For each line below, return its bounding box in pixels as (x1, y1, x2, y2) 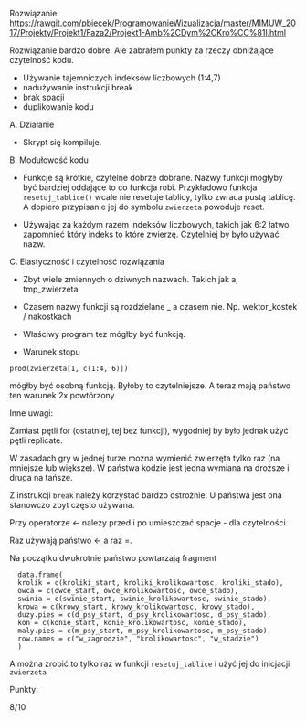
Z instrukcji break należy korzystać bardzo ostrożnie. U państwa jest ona (9, 490, 283, 501)
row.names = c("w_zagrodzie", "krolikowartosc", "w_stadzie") (17, 634, 259, 643)
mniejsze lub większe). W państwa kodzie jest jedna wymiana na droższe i (9, 462, 290, 473)
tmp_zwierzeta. (22, 283, 80, 294)
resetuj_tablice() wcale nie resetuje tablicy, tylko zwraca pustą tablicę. (22, 192, 296, 202)
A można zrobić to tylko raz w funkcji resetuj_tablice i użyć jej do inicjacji (9, 658, 290, 669)
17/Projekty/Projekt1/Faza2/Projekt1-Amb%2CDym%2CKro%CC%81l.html (9, 27, 286, 37)
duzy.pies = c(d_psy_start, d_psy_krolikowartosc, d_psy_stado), (17, 610, 272, 620)
